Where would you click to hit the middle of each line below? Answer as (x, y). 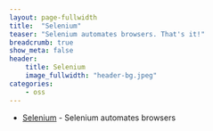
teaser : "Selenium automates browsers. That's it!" (107, 34)
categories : (31, 84)
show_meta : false (41, 51)
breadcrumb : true (41, 42)
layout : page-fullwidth (53, 17)
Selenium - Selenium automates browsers (99, 118)
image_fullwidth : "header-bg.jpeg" (91, 76)
